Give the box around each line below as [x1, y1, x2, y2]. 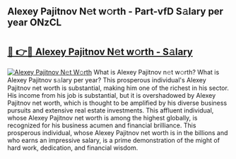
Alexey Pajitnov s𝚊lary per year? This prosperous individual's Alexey [7, 76, 206, 84]
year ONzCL [7, 17, 62, 29]
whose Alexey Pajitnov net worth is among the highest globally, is [7, 114, 198, 122]
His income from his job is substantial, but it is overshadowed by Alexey [7, 91, 216, 99]
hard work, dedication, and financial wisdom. [7, 144, 138, 152]
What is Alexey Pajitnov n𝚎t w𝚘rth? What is [93, 68, 220, 76]
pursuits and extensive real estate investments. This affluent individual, [7, 106, 214, 115]
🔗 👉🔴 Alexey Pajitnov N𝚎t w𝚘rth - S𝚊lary [7, 46, 193, 58]
